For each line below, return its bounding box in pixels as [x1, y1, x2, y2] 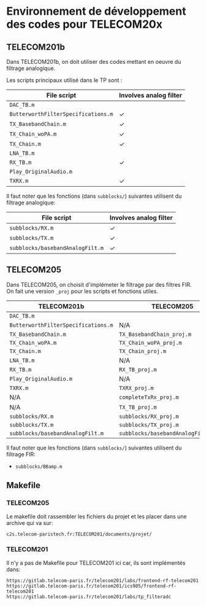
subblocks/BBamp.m [15, 464, 63, 470]
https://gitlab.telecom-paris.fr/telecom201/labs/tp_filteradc [6, 594, 172, 600]
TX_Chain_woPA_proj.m [119, 339, 182, 346]
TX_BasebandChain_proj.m [119, 330, 192, 338]
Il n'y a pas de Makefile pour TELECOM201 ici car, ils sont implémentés [6, 559, 186, 566]
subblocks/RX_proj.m [119, 413, 179, 420]
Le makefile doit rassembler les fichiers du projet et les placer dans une [6, 513, 187, 520]
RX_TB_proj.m [119, 366, 158, 373]
